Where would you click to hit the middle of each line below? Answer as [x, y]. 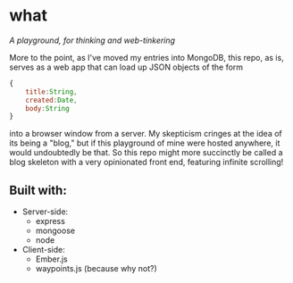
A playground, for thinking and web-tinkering [92, 40]
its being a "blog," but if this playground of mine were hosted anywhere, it [145, 143]
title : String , [51, 92]
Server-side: [45, 212]
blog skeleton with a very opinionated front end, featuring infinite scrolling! [146, 162]
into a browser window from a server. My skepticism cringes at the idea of [146, 134]
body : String [47, 108]
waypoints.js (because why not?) [96, 269]
